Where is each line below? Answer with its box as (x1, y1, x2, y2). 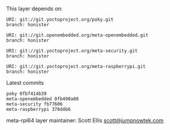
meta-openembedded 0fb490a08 (6, 96, 79, 102)
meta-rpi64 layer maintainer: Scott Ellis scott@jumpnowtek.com (6, 117, 164, 124)
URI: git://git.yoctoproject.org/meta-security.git (6, 48, 138, 54)
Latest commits (6, 79, 44, 86)
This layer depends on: (6, 5, 63, 12)
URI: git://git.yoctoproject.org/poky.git (6, 17, 114, 23)
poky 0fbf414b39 (6, 91, 47, 97)
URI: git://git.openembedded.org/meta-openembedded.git (6, 32, 148, 38)
